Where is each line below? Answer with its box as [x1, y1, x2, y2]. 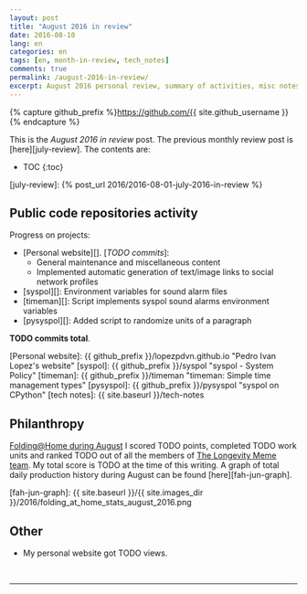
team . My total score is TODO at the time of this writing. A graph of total [9, 460, 280, 471]
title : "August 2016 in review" [9, 22, 132, 31]
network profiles [36, 276, 99, 288]
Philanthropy [9, 416, 85, 431]
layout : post [9, 13, 59, 23]
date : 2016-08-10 [9, 30, 76, 39]
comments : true [9, 65, 68, 74]
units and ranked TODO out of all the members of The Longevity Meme [9, 450, 277, 461]
